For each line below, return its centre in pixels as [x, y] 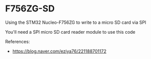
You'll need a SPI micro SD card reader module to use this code [70, 32]
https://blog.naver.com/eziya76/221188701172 [59, 51]
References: [17, 41]
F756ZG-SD [30, 9]
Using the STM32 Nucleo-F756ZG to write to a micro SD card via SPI [76, 22]
